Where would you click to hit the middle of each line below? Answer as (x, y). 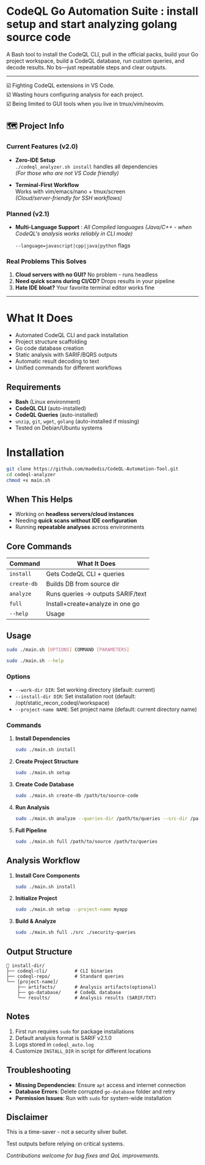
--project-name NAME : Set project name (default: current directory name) (106, 710)
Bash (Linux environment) (48, 401)
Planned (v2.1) (28, 214)
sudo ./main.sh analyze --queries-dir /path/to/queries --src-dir (101, 818)
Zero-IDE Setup (35, 160)
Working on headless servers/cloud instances (74, 514)
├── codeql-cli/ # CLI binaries (60, 971)
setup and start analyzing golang (92, 24)
